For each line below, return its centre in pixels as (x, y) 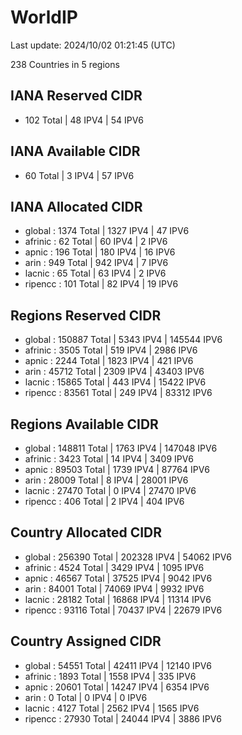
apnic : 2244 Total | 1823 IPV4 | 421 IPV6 (109, 361)
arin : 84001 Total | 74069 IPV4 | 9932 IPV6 (114, 588)
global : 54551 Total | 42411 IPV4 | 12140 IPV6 (118, 665)
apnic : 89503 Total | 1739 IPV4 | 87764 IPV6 (117, 469)
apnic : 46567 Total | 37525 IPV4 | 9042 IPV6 (118, 578)
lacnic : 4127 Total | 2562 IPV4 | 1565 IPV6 (112, 708)
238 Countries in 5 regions (65, 64)
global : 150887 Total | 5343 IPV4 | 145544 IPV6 (123, 340)
